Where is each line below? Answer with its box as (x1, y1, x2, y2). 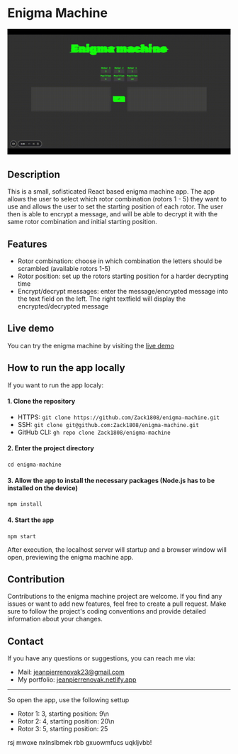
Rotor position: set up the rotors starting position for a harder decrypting (17, 272, 229, 281)
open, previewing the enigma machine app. (7, 553, 134, 561)
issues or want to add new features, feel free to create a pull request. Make (7, 599, 227, 608)
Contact (7, 635, 44, 647)
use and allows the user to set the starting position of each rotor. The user (7, 202, 224, 211)
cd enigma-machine (7, 461, 62, 469)
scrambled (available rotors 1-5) (17, 265, 111, 273)
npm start (7, 533, 37, 540)
